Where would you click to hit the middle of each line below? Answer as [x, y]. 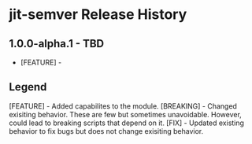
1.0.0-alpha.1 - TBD [57, 44]
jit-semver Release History [98, 15]
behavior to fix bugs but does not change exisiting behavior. [106, 131]
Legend [28, 87]
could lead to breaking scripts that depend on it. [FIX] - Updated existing [127, 123]
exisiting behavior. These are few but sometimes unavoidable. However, [126, 114]
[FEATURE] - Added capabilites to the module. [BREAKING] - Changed [123, 106]
